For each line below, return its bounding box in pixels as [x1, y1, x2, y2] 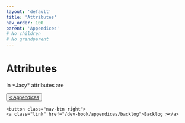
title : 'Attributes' [6, 14, 58, 20]
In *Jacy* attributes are [6, 81, 64, 89]
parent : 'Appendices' [6, 25, 60, 31]
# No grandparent [6, 36, 49, 42]
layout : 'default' [6, 8, 52, 15]
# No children [6, 31, 42, 37]
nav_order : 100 [6, 20, 44, 26]
